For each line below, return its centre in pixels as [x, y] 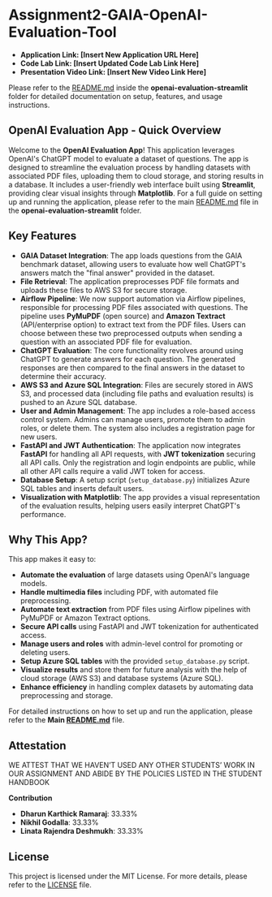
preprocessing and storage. [67, 696]
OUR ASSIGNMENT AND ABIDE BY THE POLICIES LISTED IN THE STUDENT [135, 774]
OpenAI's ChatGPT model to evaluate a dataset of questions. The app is [129, 158]
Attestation [37, 746]
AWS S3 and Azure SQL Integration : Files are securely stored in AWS [136, 385]
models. [34, 584]
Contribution [30, 798]
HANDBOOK [29, 783]
